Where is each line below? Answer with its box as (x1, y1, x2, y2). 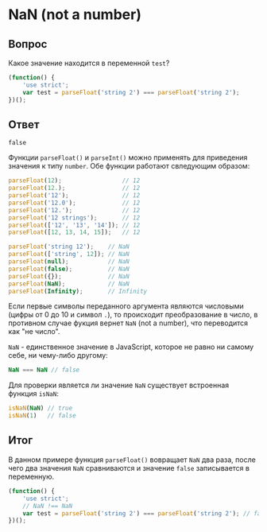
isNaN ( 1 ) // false (8, 412, 77, 420)
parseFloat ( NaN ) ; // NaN (8, 280, 130, 288)
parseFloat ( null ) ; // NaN (8, 258, 130, 266)
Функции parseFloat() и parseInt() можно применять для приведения (8, 153, 248, 162)
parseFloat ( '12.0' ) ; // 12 (8, 199, 141, 207)
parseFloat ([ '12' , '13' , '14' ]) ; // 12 (8, 221, 141, 229)
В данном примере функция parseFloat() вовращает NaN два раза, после (8, 455, 256, 464)
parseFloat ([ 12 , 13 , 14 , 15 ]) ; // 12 (8, 228, 141, 236)
